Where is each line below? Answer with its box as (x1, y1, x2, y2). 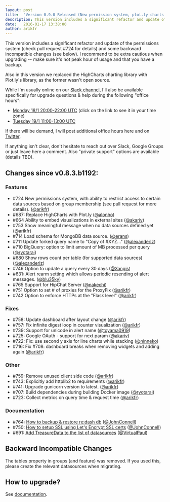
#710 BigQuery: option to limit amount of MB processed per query (12, 244, 150, 250)
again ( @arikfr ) (12, 349, 45, 355)
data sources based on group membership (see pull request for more (12, 201, 157, 207)
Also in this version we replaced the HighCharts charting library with (5, 71, 148, 78)
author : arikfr (5, 26, 37, 31)
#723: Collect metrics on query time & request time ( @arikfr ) (12, 395, 139, 401)
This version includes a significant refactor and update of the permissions (5, 40, 159, 46)
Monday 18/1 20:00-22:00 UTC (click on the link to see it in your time (12, 107, 156, 114)
